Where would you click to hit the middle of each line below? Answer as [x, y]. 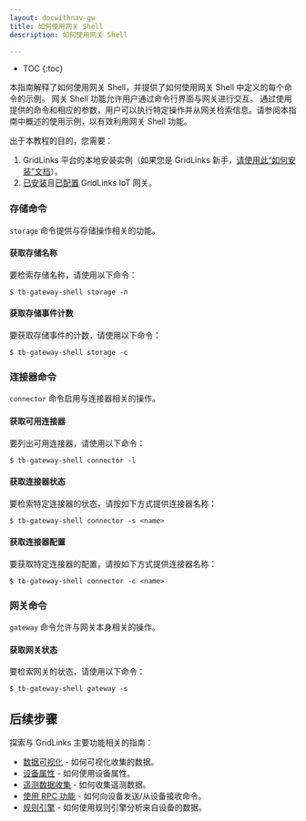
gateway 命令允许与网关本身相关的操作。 [85, 627]
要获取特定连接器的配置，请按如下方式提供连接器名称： [113, 563]
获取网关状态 [33, 649]
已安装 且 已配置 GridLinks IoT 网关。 [90, 183]
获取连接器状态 [37, 481]
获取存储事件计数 [41, 313]
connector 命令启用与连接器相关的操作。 [85, 399]
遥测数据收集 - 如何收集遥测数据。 [87, 785]
